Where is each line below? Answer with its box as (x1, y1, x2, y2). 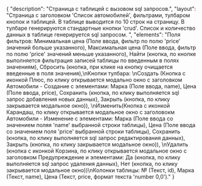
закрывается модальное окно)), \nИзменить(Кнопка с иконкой (6, 102, 170, 109)
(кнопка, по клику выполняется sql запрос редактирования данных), (6, 134, 186, 142)
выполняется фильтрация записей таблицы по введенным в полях (6, 57, 179, 64)
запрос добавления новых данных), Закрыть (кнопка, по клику (6, 95, 170, 103)
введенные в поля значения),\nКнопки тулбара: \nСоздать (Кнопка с (6, 70, 186, 77)
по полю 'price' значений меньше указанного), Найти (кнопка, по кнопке (6, 50, 197, 57)
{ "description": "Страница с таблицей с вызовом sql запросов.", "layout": (6, 5, 197, 12)
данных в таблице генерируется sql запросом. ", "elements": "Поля (6, 31, 181, 38)
